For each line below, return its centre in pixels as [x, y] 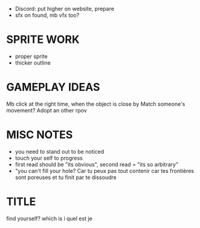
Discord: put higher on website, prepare [65, 9]
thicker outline [33, 62]
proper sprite [31, 56]
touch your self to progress [49, 158]
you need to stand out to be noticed [60, 151]
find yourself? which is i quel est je [49, 218]
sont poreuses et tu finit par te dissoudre [66, 177]
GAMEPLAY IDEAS [53, 87]
